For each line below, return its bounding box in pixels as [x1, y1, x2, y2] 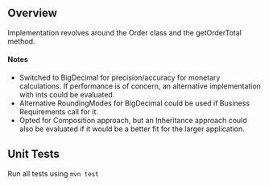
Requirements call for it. [19, 107, 98, 117]
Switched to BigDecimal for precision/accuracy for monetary [19, 72, 221, 83]
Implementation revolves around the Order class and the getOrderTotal [7, 27, 242, 37]
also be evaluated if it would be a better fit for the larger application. [19, 124, 245, 134]
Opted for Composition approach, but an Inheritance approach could [19, 116, 247, 126]
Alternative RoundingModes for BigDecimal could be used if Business [19, 98, 250, 108]
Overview [7, 6, 58, 20]
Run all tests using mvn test [7, 168, 99, 178]
